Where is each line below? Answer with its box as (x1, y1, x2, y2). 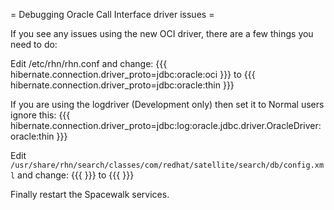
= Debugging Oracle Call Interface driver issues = (10, 9, 215, 20)
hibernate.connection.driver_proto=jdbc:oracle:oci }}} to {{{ (10, 69, 256, 80)
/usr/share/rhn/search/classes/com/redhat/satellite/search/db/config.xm (10, 160, 325, 170)
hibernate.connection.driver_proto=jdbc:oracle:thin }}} (10, 79, 235, 91)
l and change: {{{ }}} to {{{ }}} (10, 169, 135, 181)
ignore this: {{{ (10, 109, 71, 121)
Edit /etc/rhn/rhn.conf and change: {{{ (10, 58, 168, 69)
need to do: (10, 39, 58, 50)
